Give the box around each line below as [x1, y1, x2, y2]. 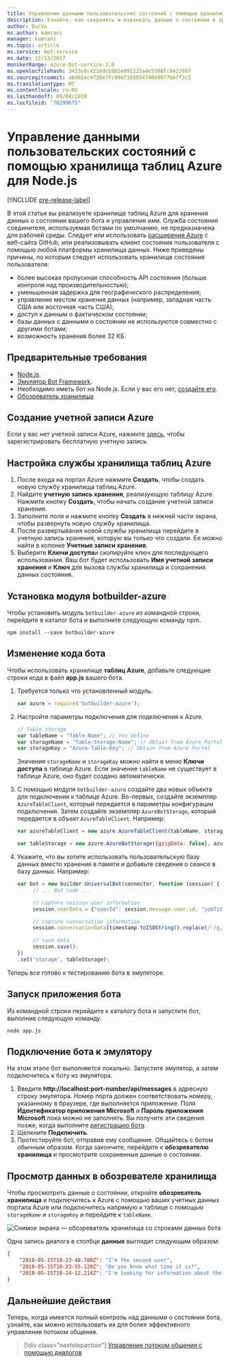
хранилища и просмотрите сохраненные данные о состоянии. [16, 1151, 202, 1159]
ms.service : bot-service [7, 49, 78, 56]
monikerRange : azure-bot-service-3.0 [7, 61, 115, 68]
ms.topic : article [7, 42, 60, 49]
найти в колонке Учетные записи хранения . [16, 541, 149, 550]
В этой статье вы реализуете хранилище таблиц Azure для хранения [7, 209, 209, 217]
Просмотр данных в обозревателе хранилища [7, 1170, 217, 1182]
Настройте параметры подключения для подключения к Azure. [16, 712, 204, 720]
